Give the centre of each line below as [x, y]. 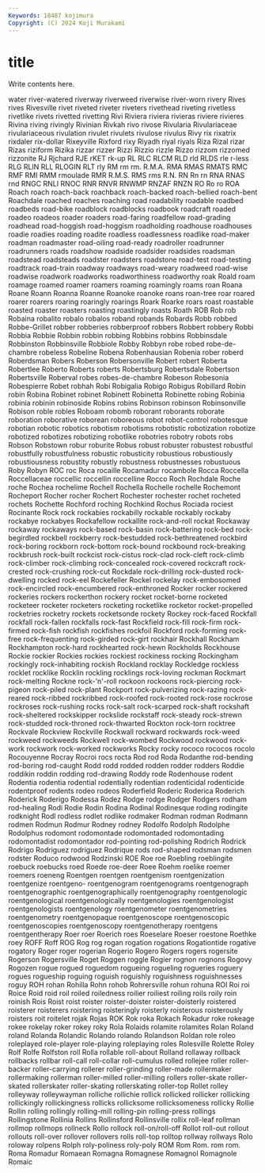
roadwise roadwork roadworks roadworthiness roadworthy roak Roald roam [132, 277]
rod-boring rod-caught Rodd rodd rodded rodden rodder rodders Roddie [127, 766]
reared [19, 698]
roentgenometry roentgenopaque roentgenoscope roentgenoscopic [119, 917]
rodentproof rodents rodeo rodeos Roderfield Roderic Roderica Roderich [127, 791]
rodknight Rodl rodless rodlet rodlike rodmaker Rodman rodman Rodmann [128, 816]
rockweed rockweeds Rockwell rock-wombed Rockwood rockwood [118, 740]
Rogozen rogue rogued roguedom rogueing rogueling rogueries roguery [126, 968]
